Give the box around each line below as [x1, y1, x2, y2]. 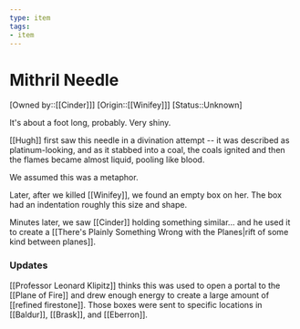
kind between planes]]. [9, 236, 97, 247]
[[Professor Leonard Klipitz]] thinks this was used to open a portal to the [9, 280, 281, 291]
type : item [9, 13, 51, 23]
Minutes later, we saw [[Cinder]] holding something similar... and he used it [9, 217, 291, 228]
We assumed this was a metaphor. [9, 172, 139, 183]
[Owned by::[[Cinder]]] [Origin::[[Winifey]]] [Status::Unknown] [9, 99, 243, 110]
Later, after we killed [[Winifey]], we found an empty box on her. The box [9, 190, 283, 200]
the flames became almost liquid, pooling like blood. [9, 154, 205, 165]
